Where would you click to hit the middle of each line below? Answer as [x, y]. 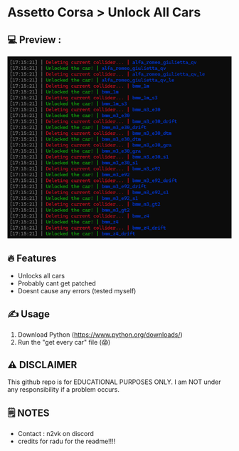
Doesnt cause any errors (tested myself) [77, 290]
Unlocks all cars [41, 275]
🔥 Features [32, 259]
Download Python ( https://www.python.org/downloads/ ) [100, 335]
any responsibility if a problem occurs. [63, 390]
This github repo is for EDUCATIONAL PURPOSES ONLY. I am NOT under [114, 382]
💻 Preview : [34, 40]
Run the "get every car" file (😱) [64, 343]
